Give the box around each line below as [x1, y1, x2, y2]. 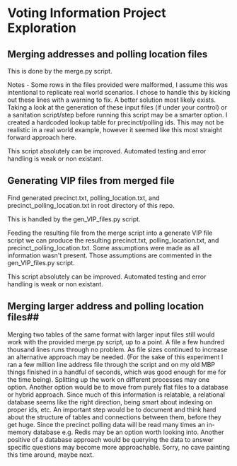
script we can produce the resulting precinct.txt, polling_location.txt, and [7, 235, 219, 245]
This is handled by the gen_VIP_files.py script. [7, 214, 141, 223]
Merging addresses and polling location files [7, 48, 208, 60]
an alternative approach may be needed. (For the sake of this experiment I [7, 352, 224, 361]
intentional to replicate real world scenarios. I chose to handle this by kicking [7, 88, 231, 96]
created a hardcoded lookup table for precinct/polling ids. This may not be [7, 118, 224, 127]
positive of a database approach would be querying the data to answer [7, 435, 214, 443]
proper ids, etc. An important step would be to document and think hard [7, 405, 216, 414]
